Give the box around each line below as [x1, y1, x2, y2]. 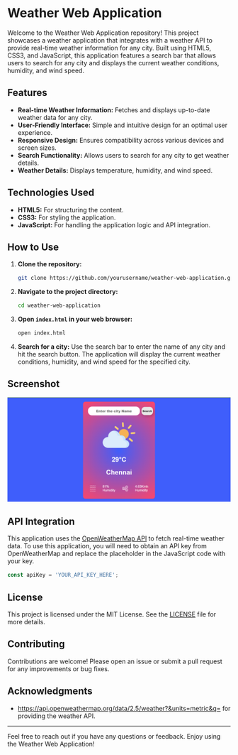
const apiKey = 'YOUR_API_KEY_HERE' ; [7, 572, 119, 579]
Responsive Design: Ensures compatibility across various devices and [17, 136, 225, 144]
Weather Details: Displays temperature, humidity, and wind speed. [17, 165, 213, 175]
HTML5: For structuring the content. [17, 205, 124, 214]
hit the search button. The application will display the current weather [17, 350, 221, 358]
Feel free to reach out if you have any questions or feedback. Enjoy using [7, 732, 221, 740]
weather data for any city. [17, 113, 93, 121]
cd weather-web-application [17, 302, 101, 310]
